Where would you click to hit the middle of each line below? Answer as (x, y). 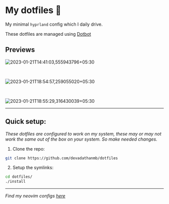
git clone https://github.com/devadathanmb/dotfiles (62, 158)
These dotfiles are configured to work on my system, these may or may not (83, 133)
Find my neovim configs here (35, 196)
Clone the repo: (29, 149)
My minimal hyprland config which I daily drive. (54, 24)
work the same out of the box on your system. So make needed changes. (81, 139)
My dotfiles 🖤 (33, 10)
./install (16, 182)
